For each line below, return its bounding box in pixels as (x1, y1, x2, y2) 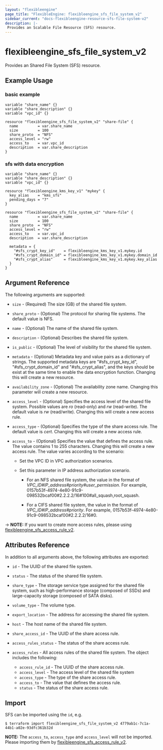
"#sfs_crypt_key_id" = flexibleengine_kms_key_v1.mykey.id (14, 248, 142, 254)
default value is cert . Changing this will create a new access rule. (12, 428, 142, 434)
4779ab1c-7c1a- (120, 721, 151, 726)
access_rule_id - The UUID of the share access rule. (19, 664, 125, 670)
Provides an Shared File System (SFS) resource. (5, 62, 101, 68)
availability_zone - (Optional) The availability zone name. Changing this (12, 384, 158, 389)
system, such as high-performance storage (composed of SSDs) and (12, 588, 150, 593)
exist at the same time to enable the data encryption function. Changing (12, 369, 156, 375)
